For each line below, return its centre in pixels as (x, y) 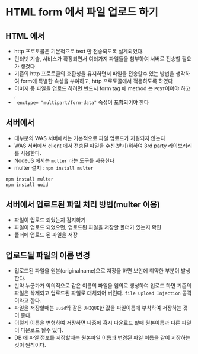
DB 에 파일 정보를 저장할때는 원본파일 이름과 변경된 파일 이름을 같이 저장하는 (102, 338)
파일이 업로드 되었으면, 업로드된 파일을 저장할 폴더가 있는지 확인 (87, 227)
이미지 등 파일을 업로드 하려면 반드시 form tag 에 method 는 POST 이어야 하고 (102, 88)
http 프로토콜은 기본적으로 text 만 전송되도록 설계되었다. (79, 51)
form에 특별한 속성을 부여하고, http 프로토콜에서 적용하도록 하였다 (97, 81)
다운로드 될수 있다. (42, 330)
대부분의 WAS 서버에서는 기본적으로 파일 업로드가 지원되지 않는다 (90, 138)
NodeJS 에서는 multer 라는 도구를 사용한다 (64, 160)
